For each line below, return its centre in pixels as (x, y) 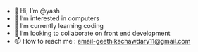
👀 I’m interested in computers (57, 18)
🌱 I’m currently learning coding (59, 26)
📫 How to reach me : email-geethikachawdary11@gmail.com (102, 41)
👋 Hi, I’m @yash (37, 11)
